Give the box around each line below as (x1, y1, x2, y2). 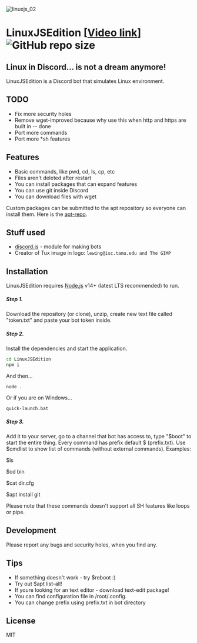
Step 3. (6, 418, 24, 425)
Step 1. (6, 295, 24, 302)
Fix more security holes (14, 110, 72, 117)
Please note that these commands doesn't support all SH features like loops (6, 502, 190, 509)
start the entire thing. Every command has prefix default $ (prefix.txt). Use (6, 439, 186, 446)
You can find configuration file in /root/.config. (14, 592, 127, 599)
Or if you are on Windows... (6, 394, 72, 401)
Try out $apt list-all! (14, 580, 63, 587)
